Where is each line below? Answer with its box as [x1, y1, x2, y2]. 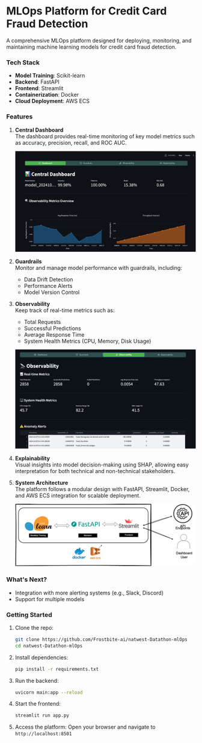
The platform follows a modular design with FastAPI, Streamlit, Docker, [14, 486, 190, 493]
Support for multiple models [14, 595, 85, 602]
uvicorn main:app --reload [14, 689, 83, 696]
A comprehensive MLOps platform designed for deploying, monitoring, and [6, 37, 192, 44]
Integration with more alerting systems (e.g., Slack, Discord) [14, 589, 164, 596]
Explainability [14, 455, 50, 462]
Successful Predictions [23, 325, 81, 332]
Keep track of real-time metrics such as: [14, 307, 115, 314]
